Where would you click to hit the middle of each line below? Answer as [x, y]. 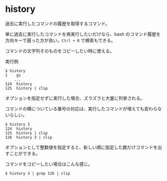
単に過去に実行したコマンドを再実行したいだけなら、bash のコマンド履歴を [83, 34]
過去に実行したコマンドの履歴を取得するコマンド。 [58, 23]
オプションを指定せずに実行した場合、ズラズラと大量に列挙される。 [75, 98]
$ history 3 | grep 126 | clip [38, 173]
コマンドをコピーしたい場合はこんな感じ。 [49, 164]
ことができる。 [25, 153]
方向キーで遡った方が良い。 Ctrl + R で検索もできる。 [60, 40]
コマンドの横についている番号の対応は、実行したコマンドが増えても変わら [82, 108]
